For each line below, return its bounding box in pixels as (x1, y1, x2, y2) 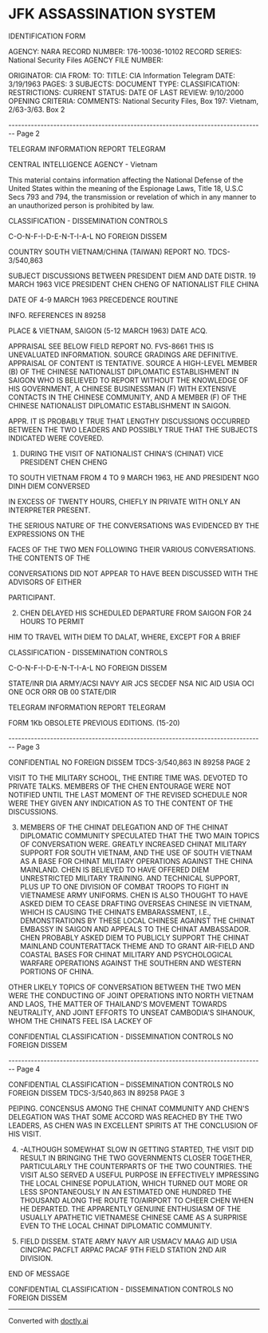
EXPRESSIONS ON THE (8, 529, 85, 539)
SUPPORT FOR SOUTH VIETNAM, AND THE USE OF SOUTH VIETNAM (19, 848, 253, 857)
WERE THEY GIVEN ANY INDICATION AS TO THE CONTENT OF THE (8, 798, 234, 808)
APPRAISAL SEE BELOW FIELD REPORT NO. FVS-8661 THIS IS (8, 341, 214, 351)
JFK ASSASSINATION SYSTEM (8, 5, 216, 23)
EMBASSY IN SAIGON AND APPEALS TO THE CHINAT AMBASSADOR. (19, 924, 251, 933)
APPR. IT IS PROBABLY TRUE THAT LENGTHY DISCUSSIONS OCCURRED (8, 416, 250, 426)
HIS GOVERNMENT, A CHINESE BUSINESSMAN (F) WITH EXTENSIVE (8, 384, 237, 393)
